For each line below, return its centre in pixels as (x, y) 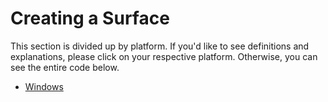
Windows (44, 86)
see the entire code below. (65, 67)
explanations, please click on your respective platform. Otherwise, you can (164, 56)
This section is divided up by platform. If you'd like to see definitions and (160, 46)
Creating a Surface (90, 18)
